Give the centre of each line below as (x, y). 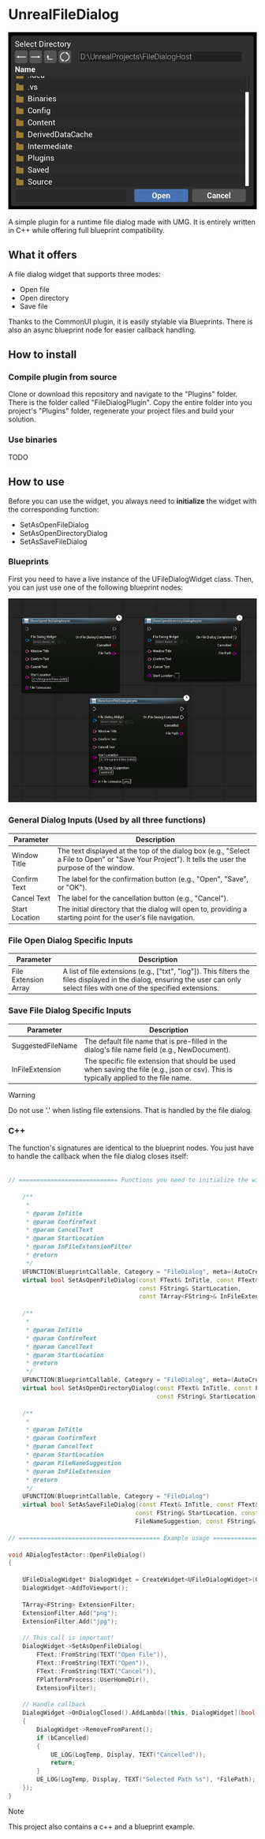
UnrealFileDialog (64, 15)
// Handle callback (54, 1705)
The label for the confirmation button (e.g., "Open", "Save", (153, 878)
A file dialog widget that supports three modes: (85, 274)
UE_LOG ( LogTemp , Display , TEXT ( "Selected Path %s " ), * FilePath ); (146, 1780)
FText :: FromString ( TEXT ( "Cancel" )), (97, 1671)
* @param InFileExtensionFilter (79, 1247)
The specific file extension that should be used (160, 1061)
